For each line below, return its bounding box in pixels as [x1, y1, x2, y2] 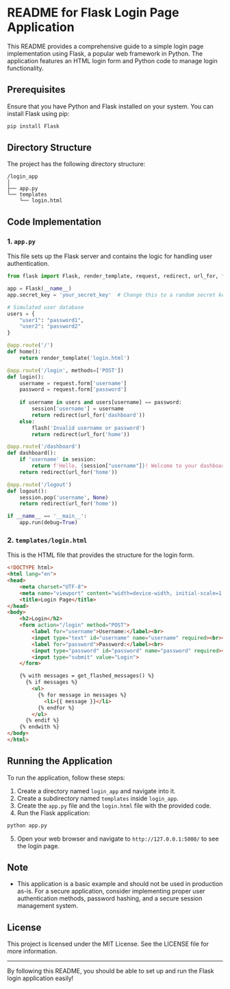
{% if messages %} [25, 679, 78, 686]
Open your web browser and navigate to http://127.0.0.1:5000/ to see [16, 834, 219, 843]
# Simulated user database [7, 304, 84, 310]
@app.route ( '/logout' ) [7, 481, 72, 488]
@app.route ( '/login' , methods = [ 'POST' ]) [7, 367, 125, 374]
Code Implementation [7, 216, 101, 227]
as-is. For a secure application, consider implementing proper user [16, 887, 205, 896]
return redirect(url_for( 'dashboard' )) [31, 411, 146, 418]
